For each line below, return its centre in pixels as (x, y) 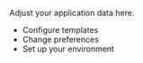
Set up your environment (68, 49)
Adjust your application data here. (72, 13)
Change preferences (60, 39)
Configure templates (60, 30)
